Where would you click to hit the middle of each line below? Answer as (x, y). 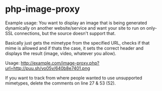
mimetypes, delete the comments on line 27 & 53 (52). (60, 83)
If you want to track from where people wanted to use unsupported (74, 78)
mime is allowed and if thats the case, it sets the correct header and (74, 48)
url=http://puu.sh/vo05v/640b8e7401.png (48, 68)
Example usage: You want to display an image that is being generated (76, 23)
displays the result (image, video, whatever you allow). (61, 53)
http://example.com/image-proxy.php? (60, 63)
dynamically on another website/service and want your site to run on (75, 28)
